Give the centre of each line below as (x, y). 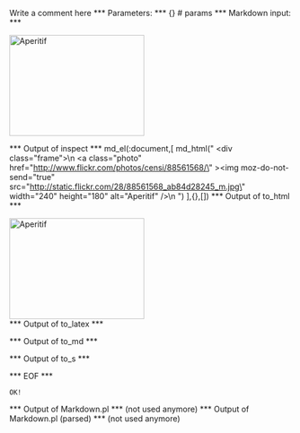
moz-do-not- (265, 168)
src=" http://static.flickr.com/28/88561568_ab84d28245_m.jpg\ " (128, 186)
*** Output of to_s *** (50, 359)
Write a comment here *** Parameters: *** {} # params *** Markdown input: (150, 13)
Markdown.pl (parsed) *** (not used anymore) (95, 419)
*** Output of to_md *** (53, 341)
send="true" (32, 177)
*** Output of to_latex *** (57, 324)
